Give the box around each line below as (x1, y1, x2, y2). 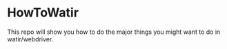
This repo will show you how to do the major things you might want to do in (7, 28, 221, 36)
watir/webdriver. (7, 35, 54, 43)
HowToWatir (7, 5, 79, 21)
